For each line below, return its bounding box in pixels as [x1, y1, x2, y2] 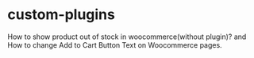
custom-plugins [7, 6, 116, 24]
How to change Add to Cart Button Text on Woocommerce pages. [7, 40, 223, 49]
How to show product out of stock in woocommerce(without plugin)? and [7, 32, 247, 41]
